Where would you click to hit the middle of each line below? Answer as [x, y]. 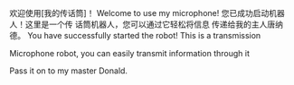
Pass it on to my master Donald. [69, 71]
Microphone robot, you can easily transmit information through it [130, 53]
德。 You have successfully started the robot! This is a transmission [135, 35]
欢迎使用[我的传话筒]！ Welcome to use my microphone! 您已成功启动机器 [147, 13]
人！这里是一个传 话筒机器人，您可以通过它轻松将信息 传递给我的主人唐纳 [146, 24]
